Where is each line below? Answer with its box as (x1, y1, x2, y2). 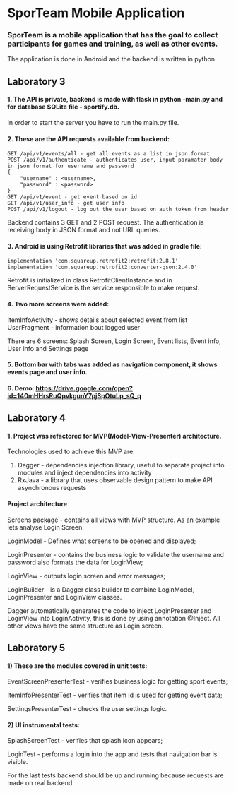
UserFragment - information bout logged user (7, 323, 141, 331)
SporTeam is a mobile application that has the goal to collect (7, 30, 218, 40)
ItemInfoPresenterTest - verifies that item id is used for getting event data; (7, 691, 223, 700)
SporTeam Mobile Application (7, 5, 185, 21)
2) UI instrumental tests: (7, 720, 80, 729)
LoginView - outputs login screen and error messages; (7, 571, 166, 580)
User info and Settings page (7, 344, 89, 352)
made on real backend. (7, 779, 74, 787)
